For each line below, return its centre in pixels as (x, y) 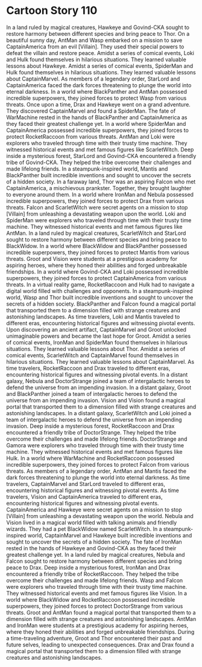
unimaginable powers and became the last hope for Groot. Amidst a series (99, 336)
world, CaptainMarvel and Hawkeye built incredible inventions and (110, 535)
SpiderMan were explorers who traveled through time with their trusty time (99, 220)
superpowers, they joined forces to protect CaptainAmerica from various (96, 278)
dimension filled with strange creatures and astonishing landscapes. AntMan (101, 619)
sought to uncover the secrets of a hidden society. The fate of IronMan (94, 542)
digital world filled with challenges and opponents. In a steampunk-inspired (99, 291)
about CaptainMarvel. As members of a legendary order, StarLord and (93, 79)
